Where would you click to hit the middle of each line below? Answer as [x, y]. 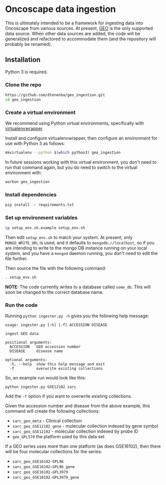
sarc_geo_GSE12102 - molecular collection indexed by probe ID [75, 431]
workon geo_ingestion [28, 182]
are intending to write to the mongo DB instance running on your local [76, 248]
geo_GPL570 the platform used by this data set [58, 437]
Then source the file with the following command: [56, 268]
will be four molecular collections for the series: [54, 452]
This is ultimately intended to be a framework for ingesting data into [74, 23]
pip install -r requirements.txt [40, 205]
